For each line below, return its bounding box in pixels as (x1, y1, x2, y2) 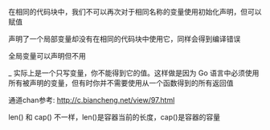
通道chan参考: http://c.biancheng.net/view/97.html (8, 95, 175, 104)
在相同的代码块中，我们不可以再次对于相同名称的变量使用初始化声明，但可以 (8, 7, 262, 16)
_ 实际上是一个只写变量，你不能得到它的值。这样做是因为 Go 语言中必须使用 (8, 68, 260, 78)
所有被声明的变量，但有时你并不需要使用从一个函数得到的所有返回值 (8, 79, 234, 87)
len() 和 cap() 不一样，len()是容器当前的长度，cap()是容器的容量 (8, 112, 221, 122)
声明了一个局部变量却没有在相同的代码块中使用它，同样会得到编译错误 (8, 35, 241, 43)
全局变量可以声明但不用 (8, 51, 86, 60)
